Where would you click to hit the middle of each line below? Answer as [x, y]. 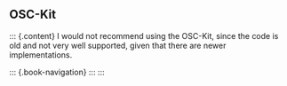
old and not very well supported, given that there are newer [118, 45]
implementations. [41, 55]
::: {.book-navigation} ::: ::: [57, 72]
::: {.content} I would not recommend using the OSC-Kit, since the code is [144, 35]
